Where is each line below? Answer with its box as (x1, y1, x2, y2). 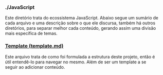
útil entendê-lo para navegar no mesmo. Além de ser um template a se (5, 59, 146, 65)
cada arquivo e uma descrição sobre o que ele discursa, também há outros (5, 20, 156, 26)
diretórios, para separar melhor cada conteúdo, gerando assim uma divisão (5, 25, 156, 31)
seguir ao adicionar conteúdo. (5, 64, 65, 70)
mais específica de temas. (5, 31, 57, 37)
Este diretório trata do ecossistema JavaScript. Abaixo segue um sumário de (5, 15, 159, 21)
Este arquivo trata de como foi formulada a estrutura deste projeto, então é (5, 54, 155, 59)
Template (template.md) (5, 43, 64, 50)
